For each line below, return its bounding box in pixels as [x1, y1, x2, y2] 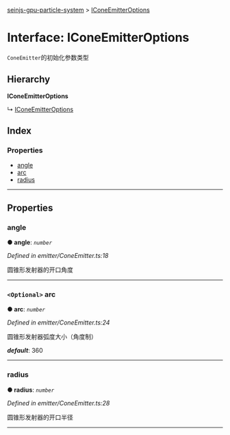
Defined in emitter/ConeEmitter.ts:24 [7, 318, 110, 327]
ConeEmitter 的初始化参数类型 [7, 53, 89, 61]
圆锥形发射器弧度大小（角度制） [7, 333, 97, 341]
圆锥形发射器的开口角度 [7, 266, 73, 274]
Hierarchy [7, 73, 51, 85]
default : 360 [7, 346, 43, 355]
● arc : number [7, 305, 46, 314]
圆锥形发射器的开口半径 [7, 413, 73, 421]
